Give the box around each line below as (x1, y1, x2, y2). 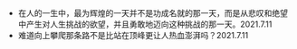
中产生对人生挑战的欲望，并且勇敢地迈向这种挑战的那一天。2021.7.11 (17, 19, 273, 29)
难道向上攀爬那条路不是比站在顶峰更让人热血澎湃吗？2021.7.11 (17, 30, 249, 40)
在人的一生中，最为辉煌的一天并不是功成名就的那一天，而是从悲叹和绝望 (17, 8, 288, 18)
